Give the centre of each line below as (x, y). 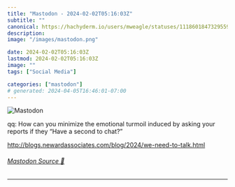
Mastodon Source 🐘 (36, 160)
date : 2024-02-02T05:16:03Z (48, 52)
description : (26, 33)
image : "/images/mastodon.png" (53, 40)
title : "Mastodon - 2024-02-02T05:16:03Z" (70, 14)
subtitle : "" (26, 20)
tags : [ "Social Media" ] (42, 72)
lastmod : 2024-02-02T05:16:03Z (53, 59)
